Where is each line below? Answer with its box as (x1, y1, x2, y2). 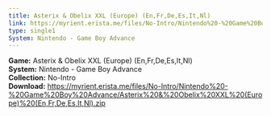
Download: (8, 82, 46, 91)
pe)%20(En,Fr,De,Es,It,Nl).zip (8, 98, 106, 108)
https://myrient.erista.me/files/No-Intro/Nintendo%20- (47, 82, 228, 91)
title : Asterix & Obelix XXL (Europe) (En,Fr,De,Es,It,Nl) (8, 11, 211, 20)
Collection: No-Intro (8, 73, 77, 82)
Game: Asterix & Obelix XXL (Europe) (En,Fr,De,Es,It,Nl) (8, 56, 193, 66)
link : (8, 19, 27, 27)
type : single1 (8, 26, 56, 34)
